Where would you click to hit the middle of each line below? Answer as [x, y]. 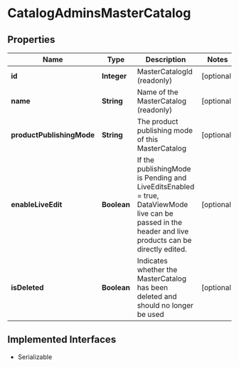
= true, [148, 196]
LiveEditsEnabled [166, 187]
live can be [155, 213]
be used [151, 314]
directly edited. [162, 249]
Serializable [35, 357]
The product [158, 121]
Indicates [153, 261]
